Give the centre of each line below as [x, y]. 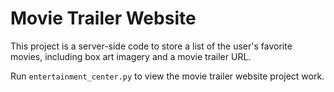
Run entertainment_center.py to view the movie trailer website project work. [167, 76]
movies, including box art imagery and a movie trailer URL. [131, 56]
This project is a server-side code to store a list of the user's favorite [151, 46]
